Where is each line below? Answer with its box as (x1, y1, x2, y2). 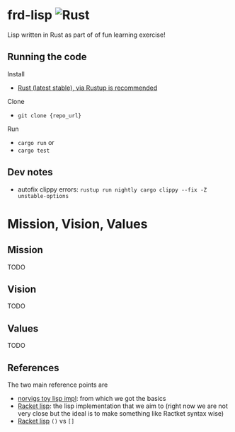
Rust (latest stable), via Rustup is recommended (17, 83, 158, 92)
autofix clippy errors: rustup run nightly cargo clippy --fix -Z (17, 185, 207, 194)
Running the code (7, 51, 87, 63)
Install (7, 69, 25, 78)
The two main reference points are (7, 380, 108, 389)
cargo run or (17, 138, 55, 146)
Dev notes (7, 166, 53, 178)
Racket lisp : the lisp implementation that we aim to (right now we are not (17, 402, 228, 410)
